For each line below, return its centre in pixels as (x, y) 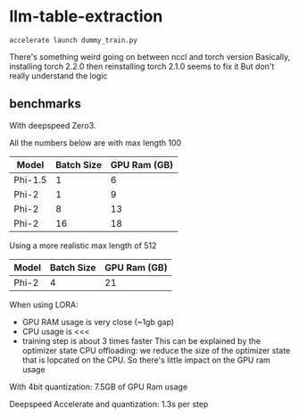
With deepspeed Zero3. (53, 125)
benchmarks (46, 104)
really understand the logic (58, 75)
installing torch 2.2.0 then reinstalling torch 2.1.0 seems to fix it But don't (142, 66)
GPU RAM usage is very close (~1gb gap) (98, 322)
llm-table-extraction (86, 17)
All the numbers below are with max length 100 (96, 142)
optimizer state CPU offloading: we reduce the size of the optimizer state (156, 350)
